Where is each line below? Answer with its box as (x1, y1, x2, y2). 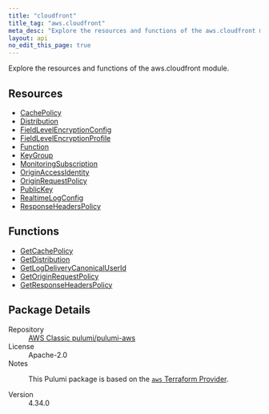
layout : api (8, 34, 48, 42)
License (8, 341, 34, 351)
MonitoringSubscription (19, 159, 98, 168)
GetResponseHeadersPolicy (19, 279, 113, 289)
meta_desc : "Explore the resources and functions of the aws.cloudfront (8, 26, 256, 34)
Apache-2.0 (28, 350, 68, 360)
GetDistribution (19, 254, 70, 264)
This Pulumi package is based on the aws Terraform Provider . (28, 374, 229, 384)
